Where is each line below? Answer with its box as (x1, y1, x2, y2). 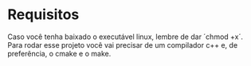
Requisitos (7, 6, 80, 24)
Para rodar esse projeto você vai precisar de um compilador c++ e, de (7, 40, 238, 49)
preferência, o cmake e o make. (7, 49, 112, 58)
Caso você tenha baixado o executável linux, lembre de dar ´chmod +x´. (7, 32, 244, 41)
